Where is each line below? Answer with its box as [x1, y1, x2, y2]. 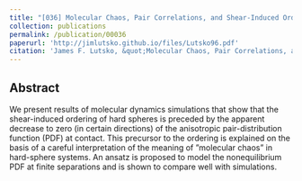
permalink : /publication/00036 [9, 30, 127, 39]
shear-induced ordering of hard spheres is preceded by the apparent [9, 113, 265, 124]
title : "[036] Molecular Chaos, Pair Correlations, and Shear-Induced [9, 13, 280, 23]
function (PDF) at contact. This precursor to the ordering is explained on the [9, 132, 290, 143]
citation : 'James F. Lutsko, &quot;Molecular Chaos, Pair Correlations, [9, 47, 288, 56]
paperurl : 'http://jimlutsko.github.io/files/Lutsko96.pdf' [9, 38, 240, 48]
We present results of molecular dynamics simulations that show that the [9, 104, 279, 114]
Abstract [9, 80, 60, 95]
